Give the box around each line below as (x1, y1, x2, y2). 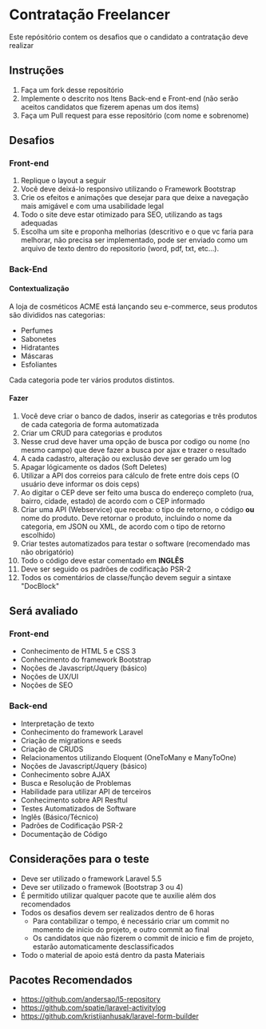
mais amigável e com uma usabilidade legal (20, 202, 165, 211)
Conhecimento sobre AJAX (20, 770, 111, 779)
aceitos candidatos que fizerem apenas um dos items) (20, 102, 200, 111)
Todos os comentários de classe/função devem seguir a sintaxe (20, 572, 232, 582)
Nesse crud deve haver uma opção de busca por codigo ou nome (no (20, 436, 250, 446)
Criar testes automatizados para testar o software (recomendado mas (20, 539, 251, 548)
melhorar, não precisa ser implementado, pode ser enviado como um (20, 235, 248, 245)
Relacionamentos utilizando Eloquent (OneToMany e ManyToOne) (20, 752, 236, 762)
